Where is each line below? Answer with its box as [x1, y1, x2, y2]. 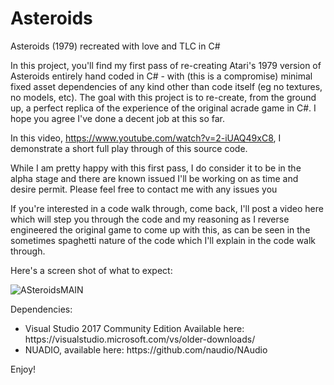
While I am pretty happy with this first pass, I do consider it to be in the [10, 162, 302, 174]
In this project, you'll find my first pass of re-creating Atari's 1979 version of [10, 59, 322, 71]
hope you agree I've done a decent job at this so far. [10, 112, 225, 124]
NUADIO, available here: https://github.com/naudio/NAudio [24, 343, 268, 356]
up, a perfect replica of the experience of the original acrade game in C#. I [10, 102, 317, 114]
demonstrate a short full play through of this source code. [10, 142, 248, 154]
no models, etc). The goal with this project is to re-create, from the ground [10, 91, 317, 103]
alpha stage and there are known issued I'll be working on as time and [10, 172, 299, 184]
